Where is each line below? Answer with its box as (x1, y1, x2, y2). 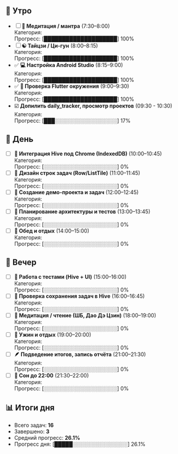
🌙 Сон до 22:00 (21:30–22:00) (14, 372, 89, 379)
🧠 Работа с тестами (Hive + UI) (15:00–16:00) (14, 273, 127, 280)
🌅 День (5, 134, 34, 144)
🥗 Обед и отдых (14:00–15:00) (14, 227, 89, 234)
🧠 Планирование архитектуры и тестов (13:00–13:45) (14, 208, 151, 215)
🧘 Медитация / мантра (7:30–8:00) (21, 22, 110, 30)
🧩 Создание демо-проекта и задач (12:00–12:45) (14, 188, 139, 196)
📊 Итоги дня (5, 403, 55, 413)
